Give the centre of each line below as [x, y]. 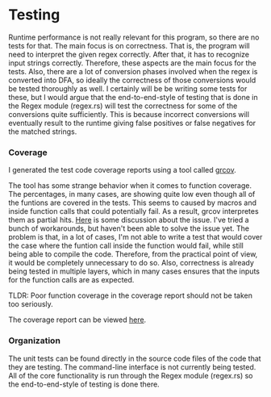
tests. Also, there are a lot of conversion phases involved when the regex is [133, 71]
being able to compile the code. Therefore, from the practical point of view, [133, 254]
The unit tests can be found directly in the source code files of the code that [135, 358]
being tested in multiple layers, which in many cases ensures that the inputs [134, 271]
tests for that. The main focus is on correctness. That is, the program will [129, 45]
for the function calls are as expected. [71, 280]
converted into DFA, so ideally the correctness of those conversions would [132, 80]
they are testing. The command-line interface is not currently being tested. [132, 367]
